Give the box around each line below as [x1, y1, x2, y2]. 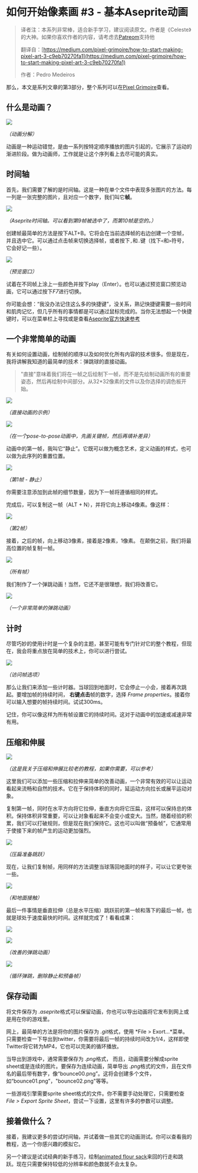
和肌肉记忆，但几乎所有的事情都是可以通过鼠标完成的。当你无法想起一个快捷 [6, 307, 192, 314]
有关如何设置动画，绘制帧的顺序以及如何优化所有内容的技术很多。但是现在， [6, 350, 192, 358]
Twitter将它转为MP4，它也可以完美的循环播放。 [6, 1043, 123, 1050]
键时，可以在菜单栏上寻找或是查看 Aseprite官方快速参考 [6, 315, 140, 322]
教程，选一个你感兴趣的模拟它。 [6, 1140, 84, 1148]
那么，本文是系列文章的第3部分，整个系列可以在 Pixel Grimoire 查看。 [6, 83, 173, 90]
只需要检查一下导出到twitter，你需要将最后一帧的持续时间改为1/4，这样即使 [6, 1035, 189, 1042]
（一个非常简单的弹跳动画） [6, 604, 74, 611]
